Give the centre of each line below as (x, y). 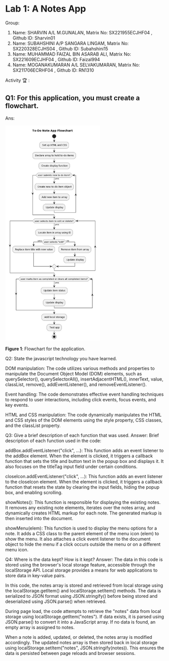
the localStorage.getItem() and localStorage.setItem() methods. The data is (83, 591)
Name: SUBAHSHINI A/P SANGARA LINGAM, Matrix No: (71, 43)
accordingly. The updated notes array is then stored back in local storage (81, 643)
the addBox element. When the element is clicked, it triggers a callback (79, 456)
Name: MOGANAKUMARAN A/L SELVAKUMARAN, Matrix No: (76, 65)
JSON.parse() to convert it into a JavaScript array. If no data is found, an (80, 622)
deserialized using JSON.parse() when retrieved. (56, 601)
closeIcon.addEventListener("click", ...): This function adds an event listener (84, 477)
